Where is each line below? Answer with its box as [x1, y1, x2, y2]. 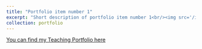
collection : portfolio [6, 20, 63, 26]
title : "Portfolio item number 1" [6, 8, 93, 15]
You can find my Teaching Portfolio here [6, 36, 106, 44]
